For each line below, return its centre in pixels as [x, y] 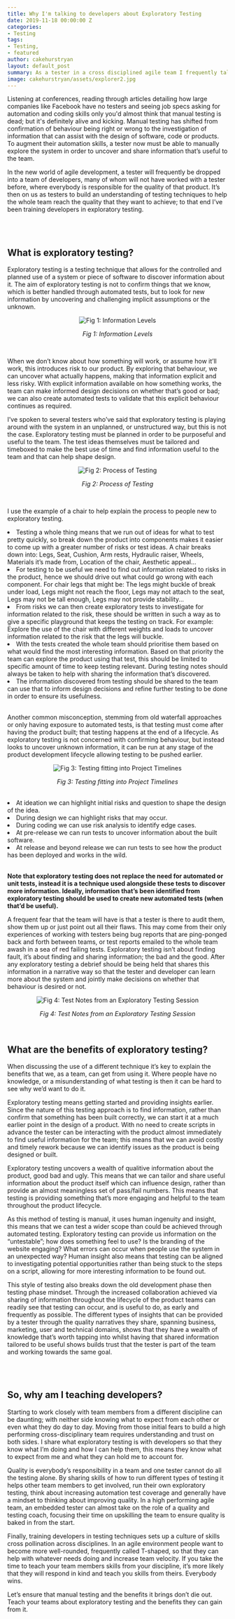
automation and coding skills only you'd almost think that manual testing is [114, 114]
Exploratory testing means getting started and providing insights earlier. [111, 1102]
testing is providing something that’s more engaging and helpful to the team [116, 1198]
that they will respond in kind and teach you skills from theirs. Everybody [112, 1573]
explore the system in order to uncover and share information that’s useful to [117, 151]
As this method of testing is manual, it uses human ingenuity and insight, [112, 1219]
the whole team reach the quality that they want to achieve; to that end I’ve [115, 202]
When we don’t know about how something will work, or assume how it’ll [112, 361]
